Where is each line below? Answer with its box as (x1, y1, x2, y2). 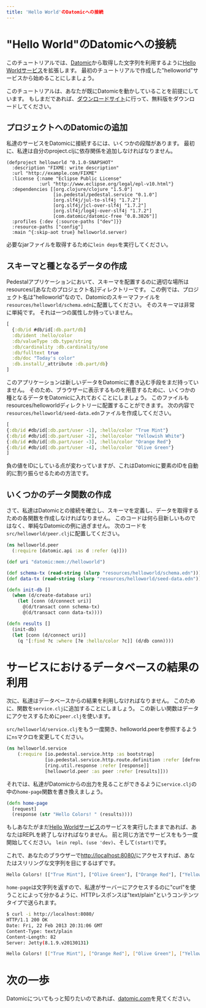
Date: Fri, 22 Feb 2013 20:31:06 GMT (6, 922, 103, 929)
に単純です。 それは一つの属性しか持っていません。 (6, 309, 136, 316)
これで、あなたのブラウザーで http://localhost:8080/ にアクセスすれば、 (6, 851, 185, 859)
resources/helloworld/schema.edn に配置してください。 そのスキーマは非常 (6, 301, 195, 309)
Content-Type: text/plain (6, 928, 72, 934)
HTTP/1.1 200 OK (6, 917, 48, 923)
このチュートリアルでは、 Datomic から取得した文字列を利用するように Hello (6, 59, 196, 66)
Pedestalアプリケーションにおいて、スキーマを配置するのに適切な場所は (6, 278, 189, 285)
